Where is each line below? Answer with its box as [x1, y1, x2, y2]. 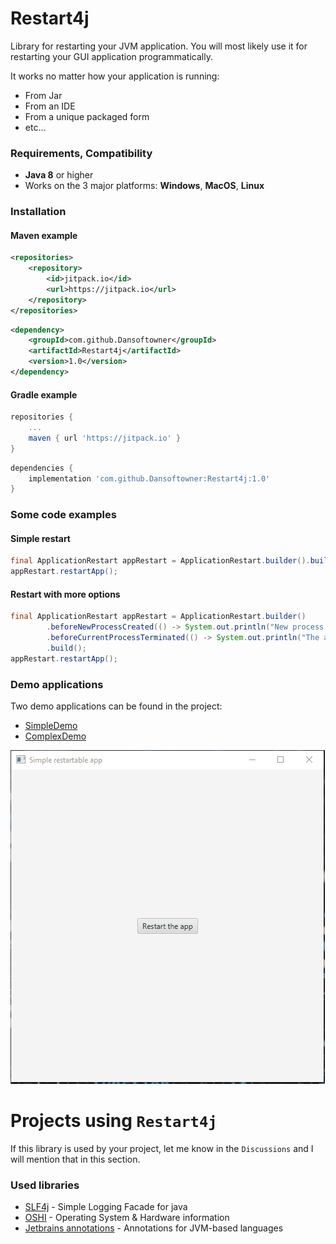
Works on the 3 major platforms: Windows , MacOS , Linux [24, 180, 265, 192]
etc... [24, 121, 47, 133]
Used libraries [10, 1178, 80, 1192]
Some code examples [10, 508, 117, 522]
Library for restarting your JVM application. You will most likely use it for [10, 40, 308, 52]
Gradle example [10, 388, 78, 401]
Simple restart [10, 532, 71, 544]
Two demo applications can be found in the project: [10, 700, 223, 712]
